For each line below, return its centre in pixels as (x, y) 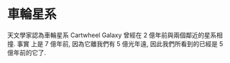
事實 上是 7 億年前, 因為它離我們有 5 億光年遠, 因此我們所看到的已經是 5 (120, 43)
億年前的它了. (27, 52)
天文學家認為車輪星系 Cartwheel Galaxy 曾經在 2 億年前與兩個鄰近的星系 (112, 35)
